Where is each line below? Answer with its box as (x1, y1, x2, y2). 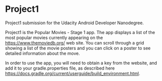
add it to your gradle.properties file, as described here (5, 65, 115, 71)
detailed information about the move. (5, 50, 80, 56)
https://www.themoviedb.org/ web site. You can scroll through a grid (5, 40, 144, 45)
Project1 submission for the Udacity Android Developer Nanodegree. (5, 20, 144, 26)
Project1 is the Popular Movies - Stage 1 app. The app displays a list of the (5, 29, 155, 35)
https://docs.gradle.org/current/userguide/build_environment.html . (5, 70, 140, 76)
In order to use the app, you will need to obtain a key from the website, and (5, 60, 158, 66)
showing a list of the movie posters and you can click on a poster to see (5, 45, 151, 51)
